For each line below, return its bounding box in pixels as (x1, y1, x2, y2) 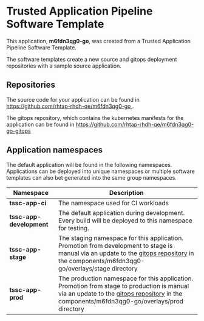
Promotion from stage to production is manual (58, 281, 189, 290)
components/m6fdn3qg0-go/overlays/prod (58, 297, 184, 305)
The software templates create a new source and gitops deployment (6, 55, 177, 63)
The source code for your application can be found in (6, 96, 140, 103)
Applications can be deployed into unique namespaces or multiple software (6, 168, 195, 175)
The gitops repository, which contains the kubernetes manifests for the (6, 114, 184, 121)
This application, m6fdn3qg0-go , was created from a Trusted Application (6, 37, 191, 44)
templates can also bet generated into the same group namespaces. (6, 174, 177, 181)
